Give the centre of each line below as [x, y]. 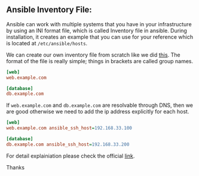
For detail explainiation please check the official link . [71, 156]
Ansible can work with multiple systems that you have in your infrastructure [99, 24]
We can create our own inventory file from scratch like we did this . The [93, 55]
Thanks [16, 167]
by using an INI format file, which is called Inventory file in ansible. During [97, 30]
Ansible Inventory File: [49, 10]
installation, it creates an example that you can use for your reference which [99, 37]
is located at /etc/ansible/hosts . [47, 43]
